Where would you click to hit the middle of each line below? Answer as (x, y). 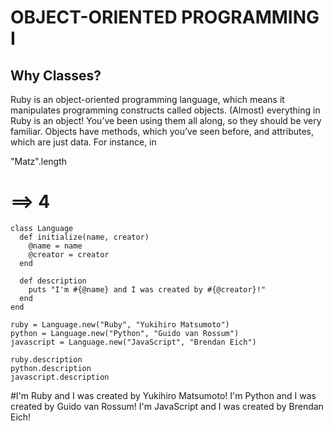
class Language (42, 228)
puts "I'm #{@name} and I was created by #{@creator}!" (147, 289)
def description (53, 281)
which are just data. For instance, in (83, 142)
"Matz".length (39, 161)
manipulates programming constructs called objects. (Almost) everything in (165, 110)
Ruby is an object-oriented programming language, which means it (147, 99)
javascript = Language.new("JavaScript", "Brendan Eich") (133, 342)
